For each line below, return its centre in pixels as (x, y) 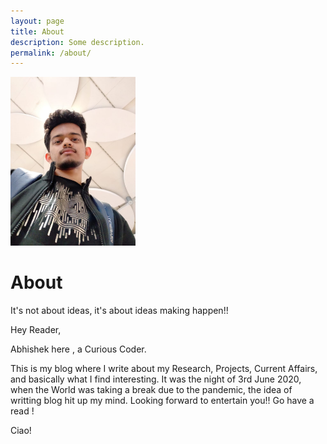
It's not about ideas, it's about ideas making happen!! (119, 310)
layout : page (37, 21)
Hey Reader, (36, 329)
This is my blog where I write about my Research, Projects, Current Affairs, (164, 368)
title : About (37, 31)
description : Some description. (77, 42)
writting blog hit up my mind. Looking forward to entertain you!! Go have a (162, 400)
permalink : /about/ (51, 53)
